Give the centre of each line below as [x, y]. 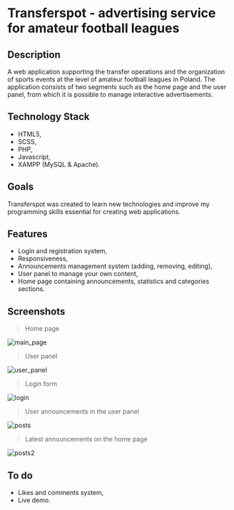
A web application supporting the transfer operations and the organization [116, 72]
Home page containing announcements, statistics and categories [113, 281]
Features [27, 234]
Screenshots [36, 311]
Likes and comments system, [61, 493]
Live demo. [34, 500]
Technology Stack [49, 117]
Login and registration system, [62, 251]
